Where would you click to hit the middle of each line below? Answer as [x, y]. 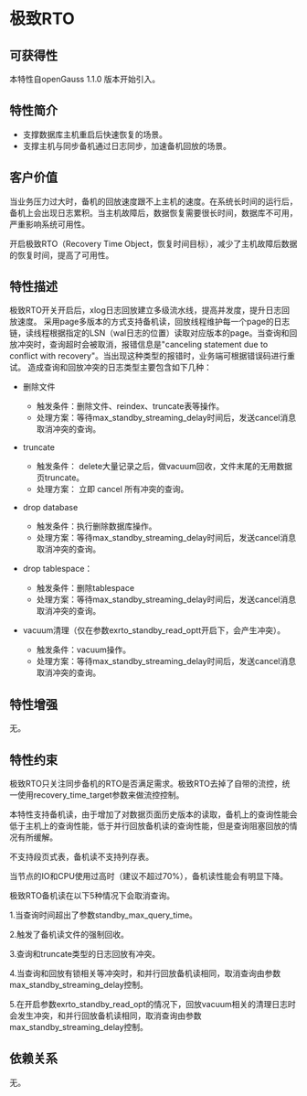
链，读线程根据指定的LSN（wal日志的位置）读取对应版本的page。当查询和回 [153, 333]
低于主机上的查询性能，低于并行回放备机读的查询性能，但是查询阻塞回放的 [149, 826]
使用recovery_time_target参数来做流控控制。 [101, 795]
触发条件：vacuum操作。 [84, 650]
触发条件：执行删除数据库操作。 [96, 526]
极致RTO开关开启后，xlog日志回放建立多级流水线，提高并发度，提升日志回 [150, 310]
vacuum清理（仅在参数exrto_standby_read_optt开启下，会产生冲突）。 [154, 630]
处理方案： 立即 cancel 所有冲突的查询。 [112, 489]
